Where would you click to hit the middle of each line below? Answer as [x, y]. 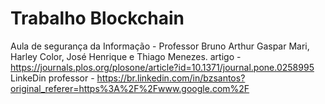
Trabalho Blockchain [97, 18]
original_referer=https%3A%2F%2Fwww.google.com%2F [130, 88]
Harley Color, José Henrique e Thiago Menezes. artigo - [126, 56]
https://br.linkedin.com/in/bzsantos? [171, 78]
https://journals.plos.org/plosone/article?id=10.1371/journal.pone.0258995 [162, 67]
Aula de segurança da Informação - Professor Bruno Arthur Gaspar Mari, [160, 46]
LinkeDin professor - [52, 78]
